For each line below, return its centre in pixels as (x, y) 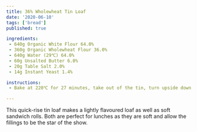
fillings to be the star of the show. (47, 123)
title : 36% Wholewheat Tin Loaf (46, 12)
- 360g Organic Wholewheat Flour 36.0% (58, 50)
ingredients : (22, 39)
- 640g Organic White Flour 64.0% (51, 44)
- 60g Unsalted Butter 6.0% (43, 61)
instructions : (24, 83)
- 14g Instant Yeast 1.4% (41, 72)
